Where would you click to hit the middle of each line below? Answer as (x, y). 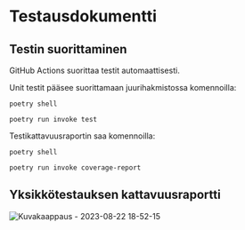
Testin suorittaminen (68, 49)
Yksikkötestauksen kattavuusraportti (115, 195)
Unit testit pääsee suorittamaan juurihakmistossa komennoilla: (123, 87)
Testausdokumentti (83, 16)
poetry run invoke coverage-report (75, 168)
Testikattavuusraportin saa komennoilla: (82, 136)
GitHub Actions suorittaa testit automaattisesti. (94, 70)
